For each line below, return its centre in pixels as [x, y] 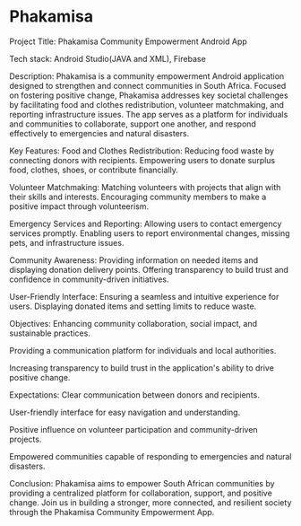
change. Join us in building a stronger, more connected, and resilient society [150, 502]
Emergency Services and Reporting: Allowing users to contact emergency [146, 224]
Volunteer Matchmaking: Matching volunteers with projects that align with [145, 187]
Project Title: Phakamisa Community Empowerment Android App [129, 41]
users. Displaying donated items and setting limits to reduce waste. [133, 306]
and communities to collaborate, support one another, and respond [133, 124]
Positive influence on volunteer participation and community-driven [133, 429]
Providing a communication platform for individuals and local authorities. [143, 350]
